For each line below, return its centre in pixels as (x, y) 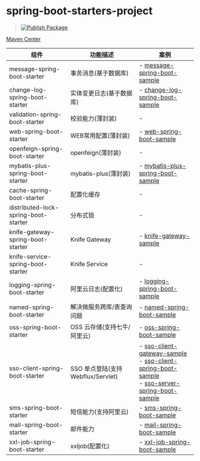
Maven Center (24, 39)
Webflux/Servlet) (94, 376)
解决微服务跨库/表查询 (101, 307)
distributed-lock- (34, 207)
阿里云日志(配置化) (97, 289)
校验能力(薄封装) (94, 119)
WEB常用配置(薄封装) (100, 135)
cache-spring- (31, 190)
